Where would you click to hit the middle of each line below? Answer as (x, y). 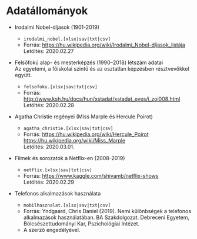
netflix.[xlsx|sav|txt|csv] (58, 170)
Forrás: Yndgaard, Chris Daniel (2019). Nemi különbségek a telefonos (107, 211)
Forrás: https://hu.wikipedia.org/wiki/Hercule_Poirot (86, 134)
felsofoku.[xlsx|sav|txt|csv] (61, 87)
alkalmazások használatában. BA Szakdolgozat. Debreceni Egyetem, (106, 217)
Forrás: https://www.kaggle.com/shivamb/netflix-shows (91, 175)
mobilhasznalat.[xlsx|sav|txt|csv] (67, 205)
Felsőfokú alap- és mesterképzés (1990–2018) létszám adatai (89, 62)
